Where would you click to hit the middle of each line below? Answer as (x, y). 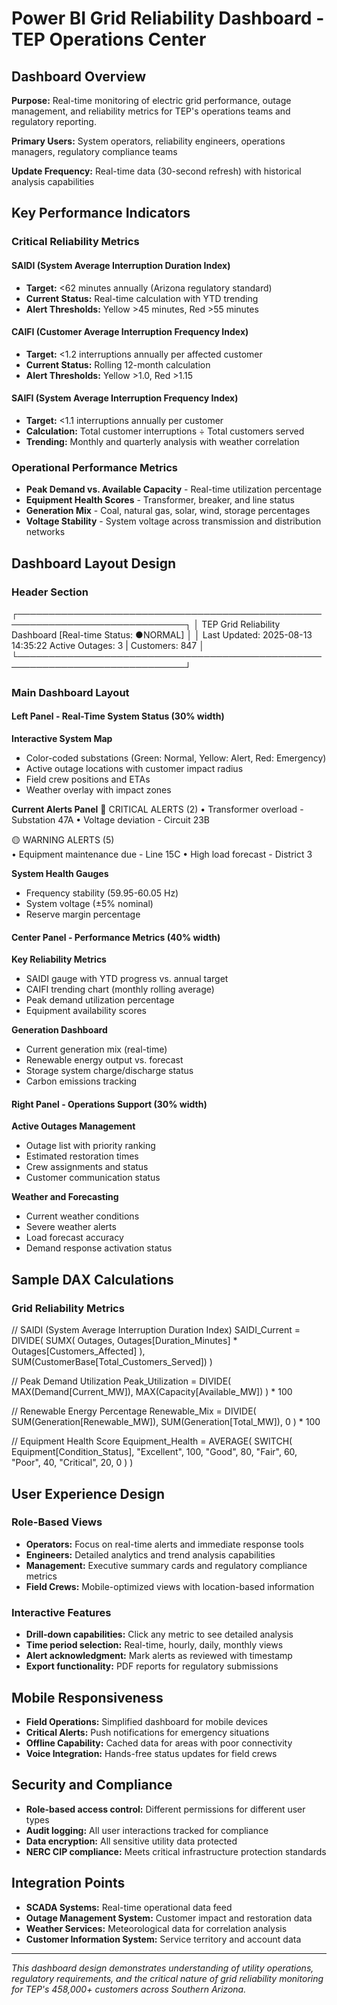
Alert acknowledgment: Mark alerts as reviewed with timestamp (159, 1656)
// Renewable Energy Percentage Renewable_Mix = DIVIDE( (134, 1411)
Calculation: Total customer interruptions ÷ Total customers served (165, 431)
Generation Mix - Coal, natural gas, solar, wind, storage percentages (168, 511)
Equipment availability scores (86, 1011)
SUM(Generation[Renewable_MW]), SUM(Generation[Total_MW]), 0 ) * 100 (166, 1422)
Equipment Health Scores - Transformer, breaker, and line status (160, 500)
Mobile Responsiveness (87, 1697)
